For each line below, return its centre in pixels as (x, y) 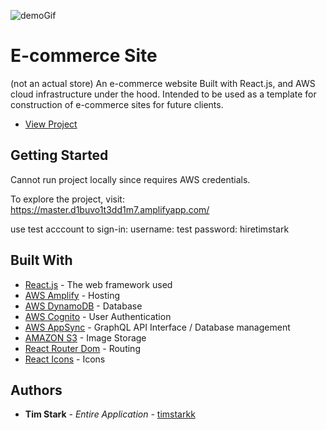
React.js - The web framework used (98, 284)
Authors (36, 390)
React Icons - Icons (65, 359)
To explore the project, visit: (67, 199)
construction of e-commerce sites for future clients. (117, 104)
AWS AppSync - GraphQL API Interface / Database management (157, 327)
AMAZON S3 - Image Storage (85, 337)
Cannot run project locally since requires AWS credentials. (130, 179)
